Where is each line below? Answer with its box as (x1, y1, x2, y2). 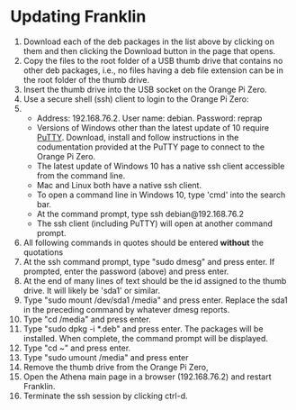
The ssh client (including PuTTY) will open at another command (36, 218, 273, 229)
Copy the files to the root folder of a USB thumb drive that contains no (22, 55, 283, 66)
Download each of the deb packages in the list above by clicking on (22, 36, 275, 47)
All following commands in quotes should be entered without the (22, 237, 265, 248)
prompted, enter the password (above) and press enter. (22, 266, 229, 277)
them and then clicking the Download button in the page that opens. (22, 45, 276, 56)
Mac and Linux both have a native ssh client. (36, 179, 202, 190)
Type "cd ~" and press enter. (22, 342, 131, 353)
